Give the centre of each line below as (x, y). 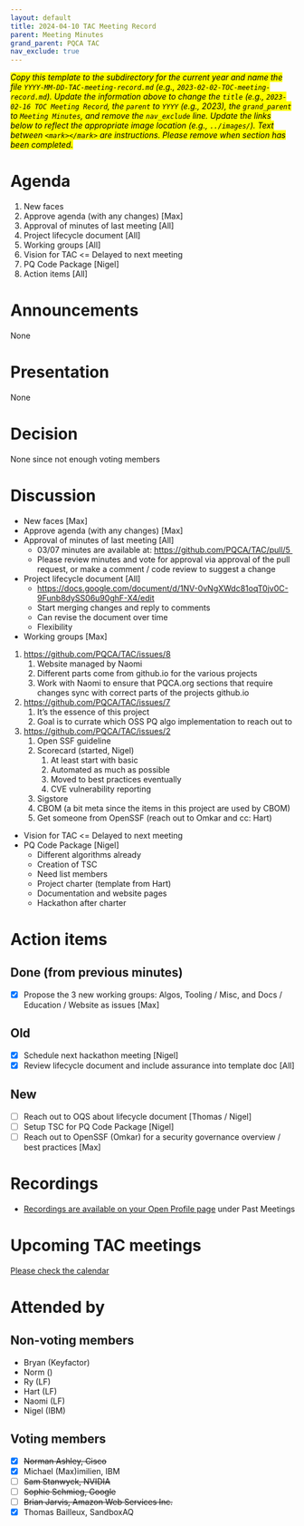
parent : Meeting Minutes (57, 34)
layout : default (41, 18)
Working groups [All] (62, 245)
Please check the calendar (60, 1270)
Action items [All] (56, 274)
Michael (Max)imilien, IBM (71, 1471)
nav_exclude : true (45, 52)
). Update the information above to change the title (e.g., (156, 97)
